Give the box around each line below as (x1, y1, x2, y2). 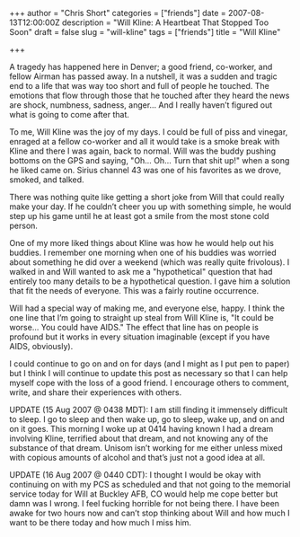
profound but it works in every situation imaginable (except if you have (9, 331, 270, 342)
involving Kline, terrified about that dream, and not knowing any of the (9, 433, 269, 444)
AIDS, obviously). (9, 341, 74, 351)
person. (9, 220, 39, 231)
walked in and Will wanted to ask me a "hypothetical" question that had (9, 267, 273, 277)
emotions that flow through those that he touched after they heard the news (9, 90, 290, 101)
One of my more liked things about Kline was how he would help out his (9, 238, 274, 248)
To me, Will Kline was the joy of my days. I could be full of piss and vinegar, (9, 127, 288, 137)
